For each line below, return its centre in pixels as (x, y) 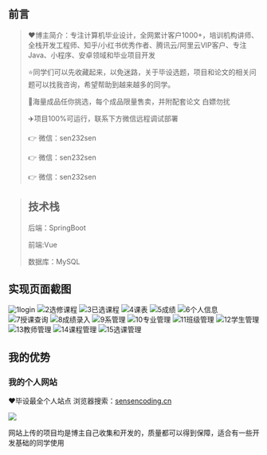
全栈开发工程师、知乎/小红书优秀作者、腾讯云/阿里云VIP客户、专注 (137, 45)
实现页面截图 (40, 289)
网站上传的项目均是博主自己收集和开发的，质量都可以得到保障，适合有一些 (130, 433)
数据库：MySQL (54, 261)
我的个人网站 (33, 382)
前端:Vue (42, 244)
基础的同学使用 (39, 443)
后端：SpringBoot (57, 227)
